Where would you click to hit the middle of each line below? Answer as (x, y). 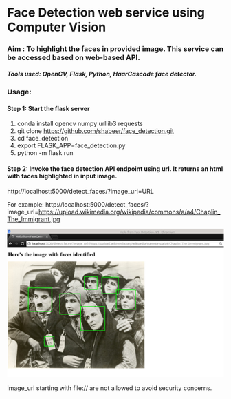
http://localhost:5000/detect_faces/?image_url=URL (81, 192)
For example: (26, 205)
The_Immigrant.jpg (34, 219)
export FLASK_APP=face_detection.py (71, 145)
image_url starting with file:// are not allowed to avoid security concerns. (110, 388)
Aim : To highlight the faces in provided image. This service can (115, 49)
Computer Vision (57, 27)
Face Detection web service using (106, 13)
